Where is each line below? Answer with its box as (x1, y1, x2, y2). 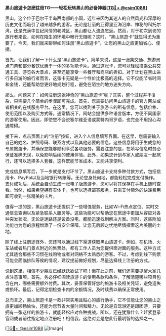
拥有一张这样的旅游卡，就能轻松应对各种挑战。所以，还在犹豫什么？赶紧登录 (5, 309, 161, 315)
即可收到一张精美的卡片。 (5, 193, 57, 199)
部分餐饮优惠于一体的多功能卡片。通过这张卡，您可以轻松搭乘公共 (22, 63, 157, 69)
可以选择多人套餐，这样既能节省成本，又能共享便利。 (18, 158, 126, 164)
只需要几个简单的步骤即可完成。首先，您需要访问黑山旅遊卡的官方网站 (13, 98, 157, 104)
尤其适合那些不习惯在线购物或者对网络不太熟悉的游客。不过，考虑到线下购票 (5, 252, 161, 257)
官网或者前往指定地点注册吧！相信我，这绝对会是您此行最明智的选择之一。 (5, 316, 157, 321)
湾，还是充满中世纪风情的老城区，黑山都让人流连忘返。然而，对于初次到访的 (5, 28, 161, 34)
